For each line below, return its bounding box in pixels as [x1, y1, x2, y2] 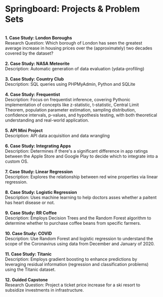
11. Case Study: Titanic [5, 251, 52, 257]
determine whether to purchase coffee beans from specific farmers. [5, 220, 141, 226]
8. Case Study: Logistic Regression [5, 189, 77, 195]
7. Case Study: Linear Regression [5, 169, 73, 174]
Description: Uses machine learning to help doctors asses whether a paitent [5, 194, 157, 200]
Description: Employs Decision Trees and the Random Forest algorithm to [5, 215, 151, 221]
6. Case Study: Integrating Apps [5, 143, 71, 149]
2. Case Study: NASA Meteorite [5, 61, 70, 66]
